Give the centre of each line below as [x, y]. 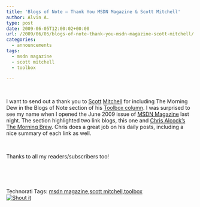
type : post [20, 23]
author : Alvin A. [28, 17]
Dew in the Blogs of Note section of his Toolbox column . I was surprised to [98, 108]
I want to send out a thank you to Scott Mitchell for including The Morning [97, 101]
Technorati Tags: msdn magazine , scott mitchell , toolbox [74, 191]
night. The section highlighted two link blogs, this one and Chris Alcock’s [96, 121]
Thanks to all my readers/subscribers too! [58, 157]
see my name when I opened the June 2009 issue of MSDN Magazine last [98, 114]
